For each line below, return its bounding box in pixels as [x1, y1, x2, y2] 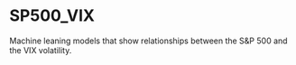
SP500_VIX [9, 5, 95, 26]
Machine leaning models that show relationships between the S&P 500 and [9, 35, 288, 46]
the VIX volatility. [9, 44, 72, 55]
